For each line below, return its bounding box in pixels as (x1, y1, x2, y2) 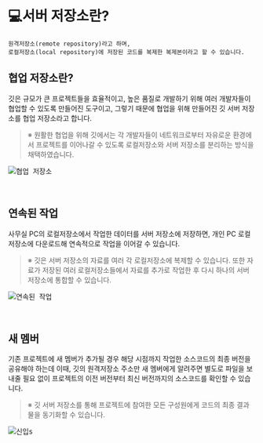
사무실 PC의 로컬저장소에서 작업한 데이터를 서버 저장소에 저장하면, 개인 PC (8, 229, 237, 238)
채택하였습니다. (27, 150, 75, 159)
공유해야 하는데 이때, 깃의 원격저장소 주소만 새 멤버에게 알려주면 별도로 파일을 (8, 364, 245, 373)
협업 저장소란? (8, 71, 74, 85)
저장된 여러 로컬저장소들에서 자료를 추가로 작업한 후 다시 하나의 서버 (42, 265, 250, 274)
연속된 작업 (8, 207, 59, 220)
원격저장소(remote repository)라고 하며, (8, 40, 131, 48)
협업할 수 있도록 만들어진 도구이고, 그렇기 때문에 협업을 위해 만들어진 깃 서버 (8, 103, 241, 113)
